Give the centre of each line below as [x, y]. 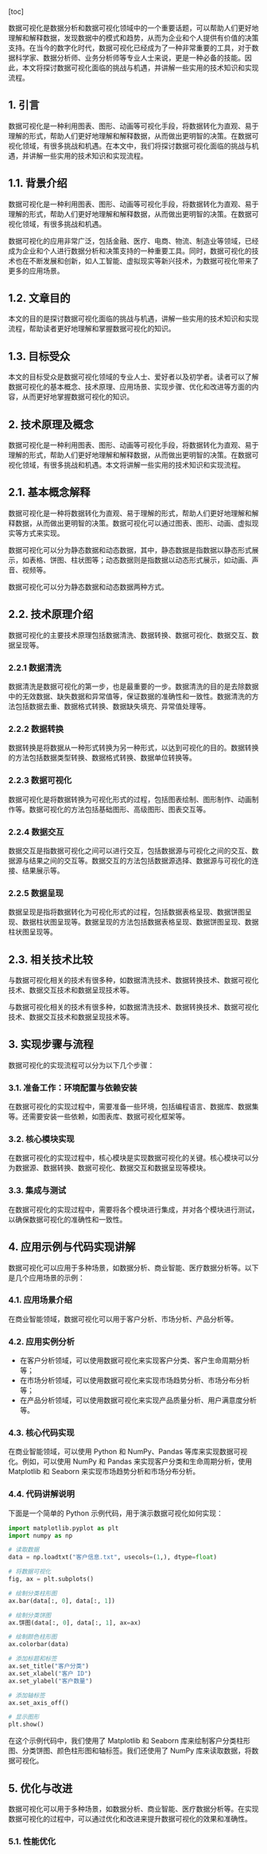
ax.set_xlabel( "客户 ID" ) [50, 1673]
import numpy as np [41, 1535]
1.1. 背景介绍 [38, 184]
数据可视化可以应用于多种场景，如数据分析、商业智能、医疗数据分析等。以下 [133, 1267]
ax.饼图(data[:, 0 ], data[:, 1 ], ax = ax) [75, 1623]
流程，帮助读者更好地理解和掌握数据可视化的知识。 [92, 329]
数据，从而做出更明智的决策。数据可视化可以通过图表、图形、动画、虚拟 [133, 523]
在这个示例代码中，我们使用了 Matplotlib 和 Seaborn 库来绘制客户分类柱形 [129, 1741]
